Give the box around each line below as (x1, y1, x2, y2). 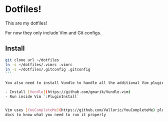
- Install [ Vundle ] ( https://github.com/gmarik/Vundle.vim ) (5, 89, 131, 94)
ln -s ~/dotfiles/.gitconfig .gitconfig (5, 66, 91, 72)
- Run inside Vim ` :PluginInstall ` (5, 94, 79, 99)
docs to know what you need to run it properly (5, 112, 106, 117)
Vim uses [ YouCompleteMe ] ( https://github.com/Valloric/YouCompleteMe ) (5, 107, 155, 112)
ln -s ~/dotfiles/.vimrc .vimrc (5, 62, 72, 67)
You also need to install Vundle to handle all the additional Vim (5, 80, 149, 85)
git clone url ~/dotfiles (5, 57, 59, 62)
